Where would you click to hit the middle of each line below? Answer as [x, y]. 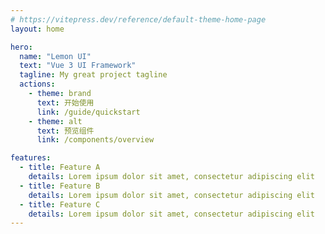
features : [31, 158]
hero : [21, 47]
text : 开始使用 [65, 102]
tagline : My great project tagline [93, 75]
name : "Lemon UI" [55, 56]
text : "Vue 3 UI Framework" [78, 66]
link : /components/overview [95, 140]
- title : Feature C [60, 204]
